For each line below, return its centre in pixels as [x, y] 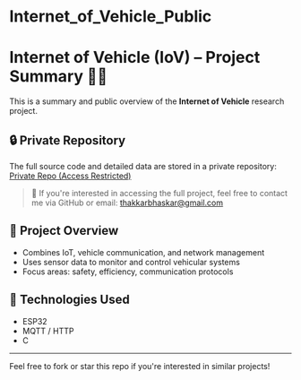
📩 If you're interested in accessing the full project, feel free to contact [159, 193]
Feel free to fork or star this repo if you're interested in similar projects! [140, 366]
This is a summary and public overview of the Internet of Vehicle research [147, 101]
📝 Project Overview [64, 231]
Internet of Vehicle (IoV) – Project [135, 58]
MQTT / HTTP [48, 331]
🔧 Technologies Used [69, 300]
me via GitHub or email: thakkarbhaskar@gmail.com [127, 203]
